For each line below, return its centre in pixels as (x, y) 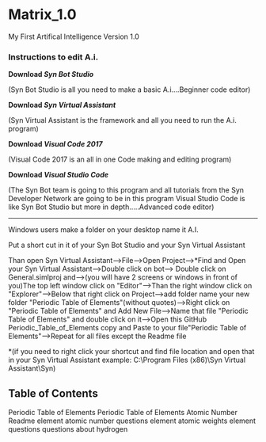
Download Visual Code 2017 (55, 144)
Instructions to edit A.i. (53, 57)
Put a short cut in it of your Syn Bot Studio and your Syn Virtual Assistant (127, 245)
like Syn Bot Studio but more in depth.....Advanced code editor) (111, 207)
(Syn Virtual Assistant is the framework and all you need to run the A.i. (123, 120)
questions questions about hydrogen (68, 429)
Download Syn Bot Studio (51, 74)
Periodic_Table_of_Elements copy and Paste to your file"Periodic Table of (127, 328)
